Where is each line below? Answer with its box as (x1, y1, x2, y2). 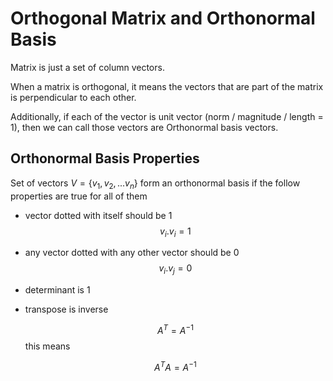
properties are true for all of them (10, 190, 148, 202)
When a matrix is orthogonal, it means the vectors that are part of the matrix (10, 80, 324, 92)
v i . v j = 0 (158, 262, 193, 277)
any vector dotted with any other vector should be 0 (24, 247, 240, 259)
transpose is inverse (24, 303, 109, 316)
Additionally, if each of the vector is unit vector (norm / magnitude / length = (10, 110, 324, 122)
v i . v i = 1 (159, 225, 192, 239)
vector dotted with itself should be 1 (24, 209, 173, 221)
